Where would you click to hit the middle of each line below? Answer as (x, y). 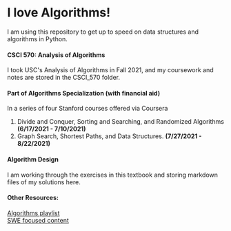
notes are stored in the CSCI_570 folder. (64, 78)
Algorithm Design (33, 159)
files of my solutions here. (44, 182)
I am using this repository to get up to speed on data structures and (103, 32)
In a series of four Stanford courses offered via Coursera (88, 109)
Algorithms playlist (33, 213)
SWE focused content (38, 220)
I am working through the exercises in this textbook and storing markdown (113, 175)
